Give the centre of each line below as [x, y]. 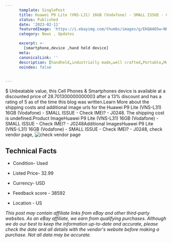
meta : [25, 53]
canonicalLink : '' [38, 58]
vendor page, [19, 135]
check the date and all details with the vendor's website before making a [82, 229]
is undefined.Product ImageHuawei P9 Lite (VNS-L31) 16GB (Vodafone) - [82, 118]
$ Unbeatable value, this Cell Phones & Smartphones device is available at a [85, 91]
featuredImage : [35, 29]
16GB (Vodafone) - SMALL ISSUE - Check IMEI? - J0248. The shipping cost [85, 113]
